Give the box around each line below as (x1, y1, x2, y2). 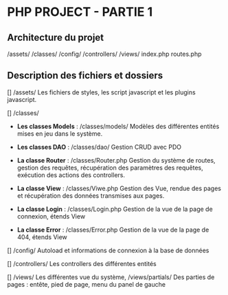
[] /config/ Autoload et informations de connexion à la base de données (7, 246, 209, 254)
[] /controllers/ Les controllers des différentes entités (7, 259, 157, 267)
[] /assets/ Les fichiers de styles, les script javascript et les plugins (7, 88, 196, 96)
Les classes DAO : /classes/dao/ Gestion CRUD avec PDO (16, 143, 182, 151)
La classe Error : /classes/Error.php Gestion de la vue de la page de (16, 225, 209, 234)
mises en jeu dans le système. (16, 129, 103, 138)
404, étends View (16, 232, 67, 241)
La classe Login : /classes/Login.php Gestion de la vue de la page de (16, 205, 213, 213)
